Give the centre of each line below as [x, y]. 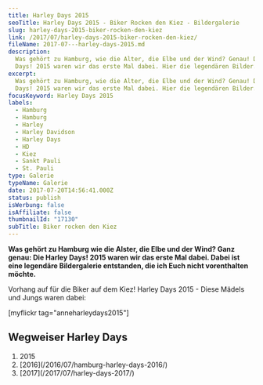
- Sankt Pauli [38, 162]
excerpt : [22, 74]
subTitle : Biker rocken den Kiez [63, 227]
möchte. [22, 274]
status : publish [34, 198]
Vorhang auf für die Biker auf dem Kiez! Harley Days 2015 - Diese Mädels [126, 289]
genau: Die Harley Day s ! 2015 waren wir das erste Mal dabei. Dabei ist [124, 257]
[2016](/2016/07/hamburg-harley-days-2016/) [94, 365]
